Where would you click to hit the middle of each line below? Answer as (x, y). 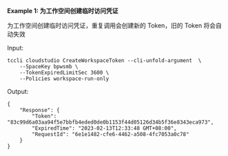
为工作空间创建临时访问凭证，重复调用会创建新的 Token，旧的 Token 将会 (112, 26)
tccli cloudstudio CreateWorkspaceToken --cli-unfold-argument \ (104, 61)
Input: (15, 48)
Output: (18, 91)
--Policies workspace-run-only (64, 79)
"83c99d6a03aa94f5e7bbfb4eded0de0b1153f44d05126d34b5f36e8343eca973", (111, 122)
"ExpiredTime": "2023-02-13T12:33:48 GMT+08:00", (104, 128)
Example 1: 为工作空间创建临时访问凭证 (63, 11)
